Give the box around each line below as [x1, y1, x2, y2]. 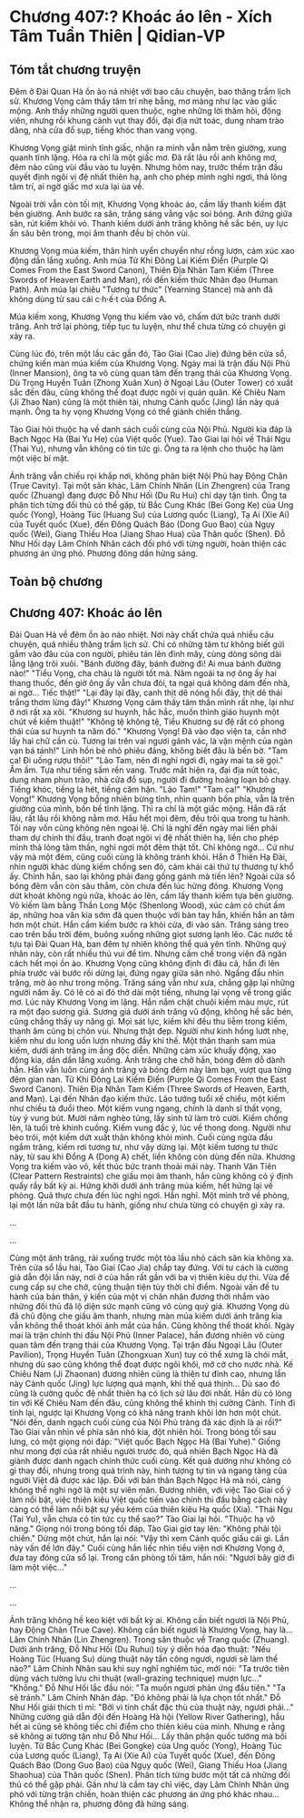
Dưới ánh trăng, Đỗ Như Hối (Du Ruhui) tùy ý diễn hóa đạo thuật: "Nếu [9, 1644, 270, 1655]
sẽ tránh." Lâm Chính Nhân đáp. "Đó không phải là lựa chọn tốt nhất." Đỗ [9, 1692, 281, 1703]
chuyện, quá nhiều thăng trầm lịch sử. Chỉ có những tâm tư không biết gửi [9, 639, 285, 650]
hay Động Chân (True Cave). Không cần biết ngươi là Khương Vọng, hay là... [9, 1624, 293, 1635]
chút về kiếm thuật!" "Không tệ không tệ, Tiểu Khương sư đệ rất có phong [9, 716, 285, 727]
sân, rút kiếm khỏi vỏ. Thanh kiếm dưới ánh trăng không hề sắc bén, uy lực [9, 218, 289, 228]
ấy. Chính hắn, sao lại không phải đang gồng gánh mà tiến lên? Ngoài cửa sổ [9, 871, 296, 882]
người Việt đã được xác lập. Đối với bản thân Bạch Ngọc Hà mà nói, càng [9, 1475, 281, 1486]
